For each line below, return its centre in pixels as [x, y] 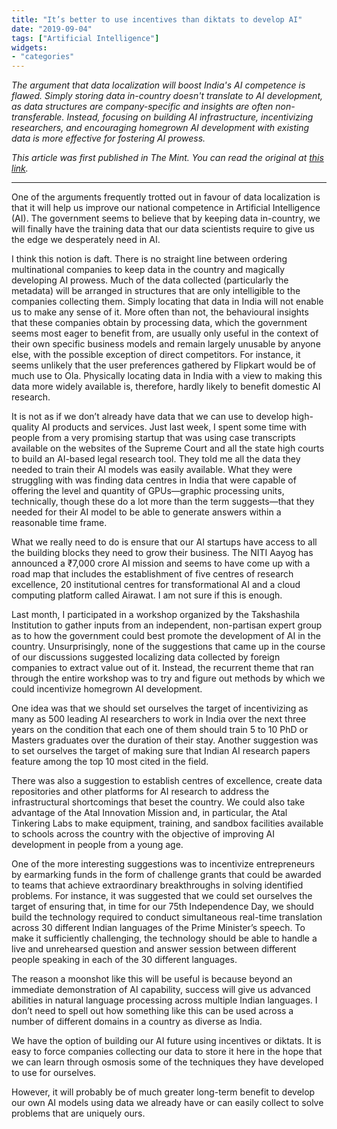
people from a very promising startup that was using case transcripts [153, 438]
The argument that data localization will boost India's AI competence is [158, 85]
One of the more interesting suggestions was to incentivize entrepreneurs [163, 864]
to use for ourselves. [54, 1073]
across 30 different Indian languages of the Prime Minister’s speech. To [158, 928]
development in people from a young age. [97, 845]
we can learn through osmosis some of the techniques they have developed [167, 1062]
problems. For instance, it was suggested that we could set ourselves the [162, 896]
